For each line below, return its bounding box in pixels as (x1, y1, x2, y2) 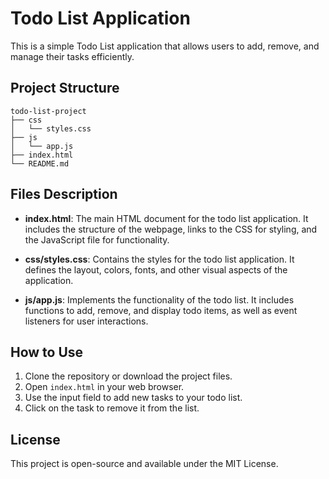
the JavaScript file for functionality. (24, 233, 170, 246)
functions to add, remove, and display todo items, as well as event (24, 304, 298, 316)
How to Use (10, 343, 84, 361)
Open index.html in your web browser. (24, 381, 185, 393)
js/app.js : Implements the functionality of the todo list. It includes (24, 293, 295, 306)
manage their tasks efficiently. (10, 50, 135, 62)
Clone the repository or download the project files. (24, 370, 233, 382)
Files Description (10, 186, 118, 203)
